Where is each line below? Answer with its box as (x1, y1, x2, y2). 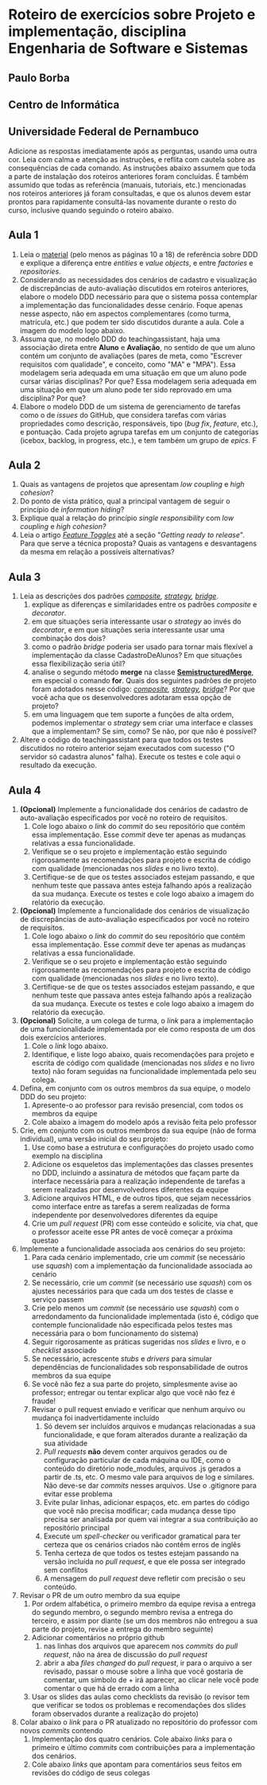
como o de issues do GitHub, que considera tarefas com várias (19, 410, 226, 419)
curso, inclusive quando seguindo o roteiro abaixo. (8, 205, 174, 215)
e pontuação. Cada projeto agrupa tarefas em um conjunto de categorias (19, 427, 259, 437)
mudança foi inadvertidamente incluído (31, 1414, 161, 1423)
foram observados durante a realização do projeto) (31, 1709, 199, 1719)
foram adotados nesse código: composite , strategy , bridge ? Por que (31, 684, 256, 694)
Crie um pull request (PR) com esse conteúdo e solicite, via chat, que (31, 1219, 258, 1228)
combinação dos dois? (31, 634, 106, 644)
